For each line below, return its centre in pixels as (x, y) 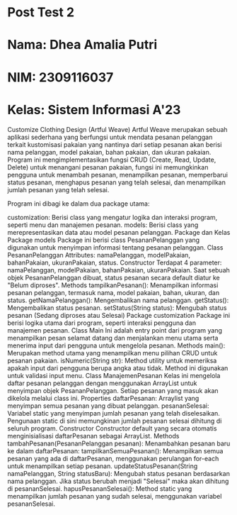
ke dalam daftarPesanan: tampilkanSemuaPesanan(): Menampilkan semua (115, 450)
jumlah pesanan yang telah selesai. (58, 189)
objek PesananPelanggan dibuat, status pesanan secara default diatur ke (114, 277)
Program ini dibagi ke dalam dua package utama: (79, 204)
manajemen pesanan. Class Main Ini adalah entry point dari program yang (115, 330)
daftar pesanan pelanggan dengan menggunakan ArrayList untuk (102, 383)
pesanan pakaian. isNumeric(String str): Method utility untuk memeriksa (112, 360)
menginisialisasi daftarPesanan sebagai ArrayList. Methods (93, 436)
